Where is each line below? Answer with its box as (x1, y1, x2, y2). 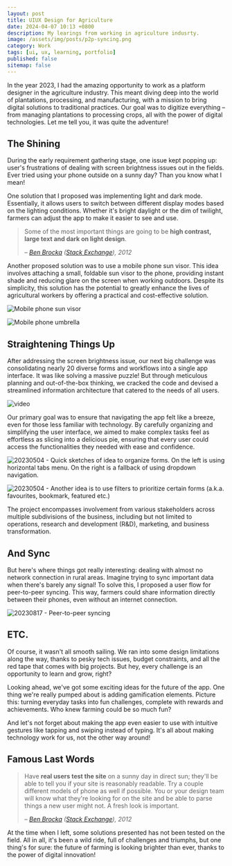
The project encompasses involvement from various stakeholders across (7, 505, 215, 514)
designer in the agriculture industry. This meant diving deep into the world (7, 88, 219, 97)
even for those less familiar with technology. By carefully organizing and (7, 421, 213, 429)
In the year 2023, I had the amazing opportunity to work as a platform (7, 81, 206, 89)
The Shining (7, 138, 61, 150)
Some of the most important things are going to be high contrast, (24, 227, 211, 236)
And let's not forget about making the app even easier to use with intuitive (7, 718, 218, 726)
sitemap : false (7, 62, 51, 69)
